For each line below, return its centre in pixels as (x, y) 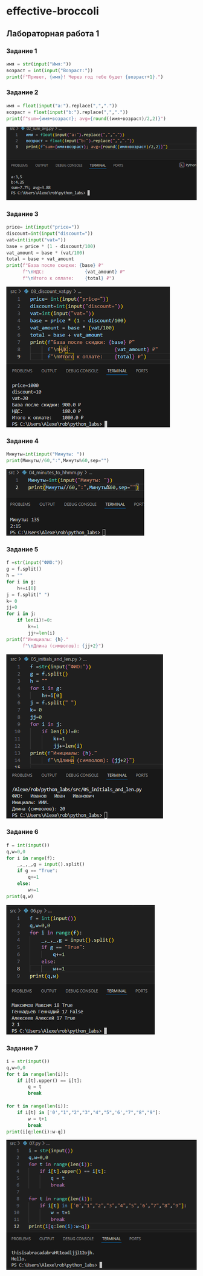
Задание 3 (22, 213)
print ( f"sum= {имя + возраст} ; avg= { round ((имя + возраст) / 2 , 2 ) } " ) (86, 119)
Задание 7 (22, 1048)
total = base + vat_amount (40, 259)
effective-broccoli (53, 11)
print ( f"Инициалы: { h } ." (37, 639)
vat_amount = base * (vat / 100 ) (46, 253)
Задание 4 (23, 441)
